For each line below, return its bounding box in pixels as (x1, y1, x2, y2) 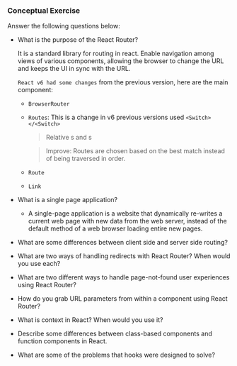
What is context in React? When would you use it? (17, 316, 163, 324)
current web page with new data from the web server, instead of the (28, 217, 228, 226)
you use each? (17, 260, 61, 268)
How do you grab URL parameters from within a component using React (17, 294, 228, 303)
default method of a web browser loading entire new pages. (28, 224, 203, 233)
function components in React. (17, 337, 108, 345)
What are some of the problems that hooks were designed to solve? (17, 350, 216, 360)
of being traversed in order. (45, 155, 126, 163)
